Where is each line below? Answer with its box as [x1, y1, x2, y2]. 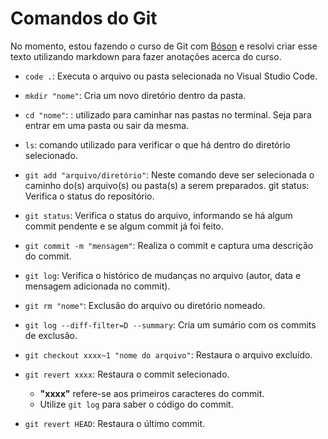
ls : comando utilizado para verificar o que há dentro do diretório [24, 138, 291, 151]
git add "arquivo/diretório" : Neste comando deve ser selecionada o [24, 168, 315, 181]
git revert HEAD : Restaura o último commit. [24, 417, 206, 429]
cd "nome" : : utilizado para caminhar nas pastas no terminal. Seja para [24, 108, 312, 121]
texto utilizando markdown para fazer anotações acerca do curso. [10, 50, 282, 62]
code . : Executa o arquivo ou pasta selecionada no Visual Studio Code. [24, 70, 318, 82]
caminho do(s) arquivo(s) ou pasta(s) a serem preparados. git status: [24, 179, 310, 191]
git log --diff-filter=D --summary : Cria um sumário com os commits [24, 318, 317, 331]
